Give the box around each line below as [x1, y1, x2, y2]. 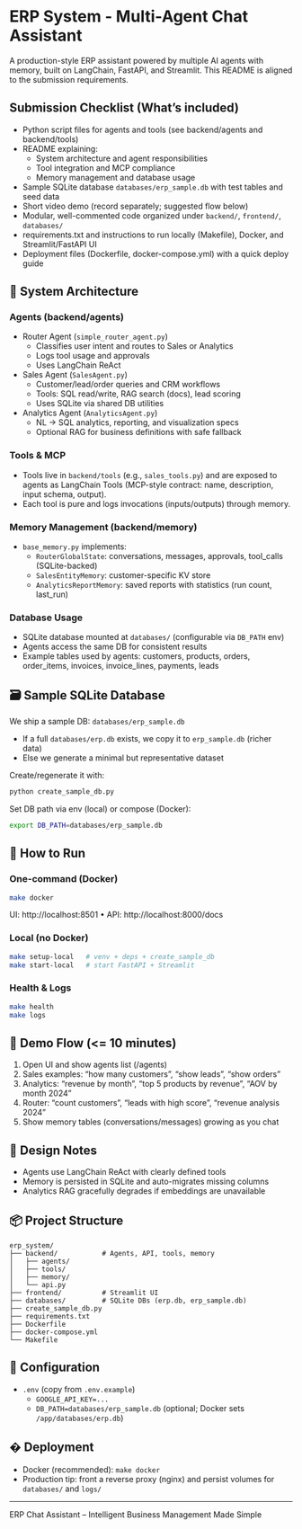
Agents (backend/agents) [9, 311, 124, 324]
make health [9, 1002, 54, 1011]
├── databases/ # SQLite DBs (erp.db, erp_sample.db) [9, 1296, 247, 1305]
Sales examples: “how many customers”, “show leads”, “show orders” [22, 1069, 281, 1080]
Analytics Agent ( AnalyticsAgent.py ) [22, 407, 158, 419]
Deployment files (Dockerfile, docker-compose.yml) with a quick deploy [22, 248, 289, 259]
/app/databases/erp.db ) [35, 1412, 124, 1423]
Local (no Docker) [9, 932, 89, 945]
